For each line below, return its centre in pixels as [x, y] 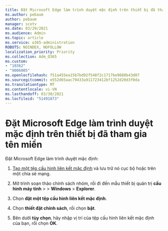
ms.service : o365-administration [40, 43]
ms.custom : [16, 61]
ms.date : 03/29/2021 [27, 29]
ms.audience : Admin [25, 33]
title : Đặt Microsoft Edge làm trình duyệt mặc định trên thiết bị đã [80, 10]
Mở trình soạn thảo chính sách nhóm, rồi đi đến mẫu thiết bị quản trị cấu [87, 183]
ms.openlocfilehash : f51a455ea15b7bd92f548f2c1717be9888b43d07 [72, 75]
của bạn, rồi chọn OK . [35, 223]
